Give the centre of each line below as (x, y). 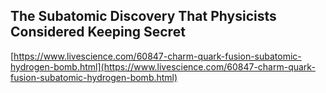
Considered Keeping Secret (98, 32)
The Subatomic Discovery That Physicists (143, 16)
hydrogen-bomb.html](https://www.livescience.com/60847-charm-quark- (163, 66)
